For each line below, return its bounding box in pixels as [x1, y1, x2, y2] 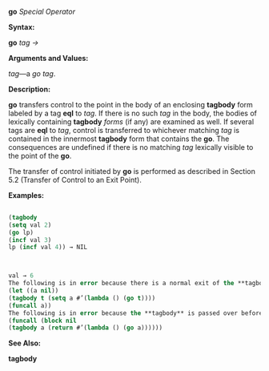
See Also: [8, 338, 42, 348]
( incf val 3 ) [8, 236, 52, 244]
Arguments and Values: [8, 54, 89, 63]
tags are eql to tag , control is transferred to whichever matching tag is [8, 126, 240, 135]
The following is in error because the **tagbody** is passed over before [8, 308, 263, 317]
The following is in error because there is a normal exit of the [8, 280, 235, 288]
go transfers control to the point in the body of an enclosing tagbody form [8, 100, 254, 109]
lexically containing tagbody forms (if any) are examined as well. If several [8, 117, 255, 127]
